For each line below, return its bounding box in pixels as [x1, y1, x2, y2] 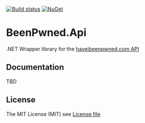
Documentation [6, 62, 65, 73]
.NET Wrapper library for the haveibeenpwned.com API [6, 45, 140, 52]
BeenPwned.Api [6, 26, 87, 39]
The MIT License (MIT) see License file [6, 110, 101, 117]
